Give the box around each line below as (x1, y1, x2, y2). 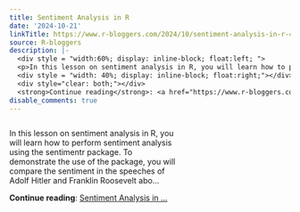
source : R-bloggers (9, 37, 82, 47)
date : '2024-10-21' (9, 21, 82, 30)
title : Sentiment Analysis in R (9, 12, 129, 22)
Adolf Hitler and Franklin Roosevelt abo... (9, 175, 160, 186)
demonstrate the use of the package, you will (9, 157, 176, 167)
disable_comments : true (9, 95, 98, 105)
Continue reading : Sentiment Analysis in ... (9, 192, 168, 203)
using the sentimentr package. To (9, 147, 133, 158)
